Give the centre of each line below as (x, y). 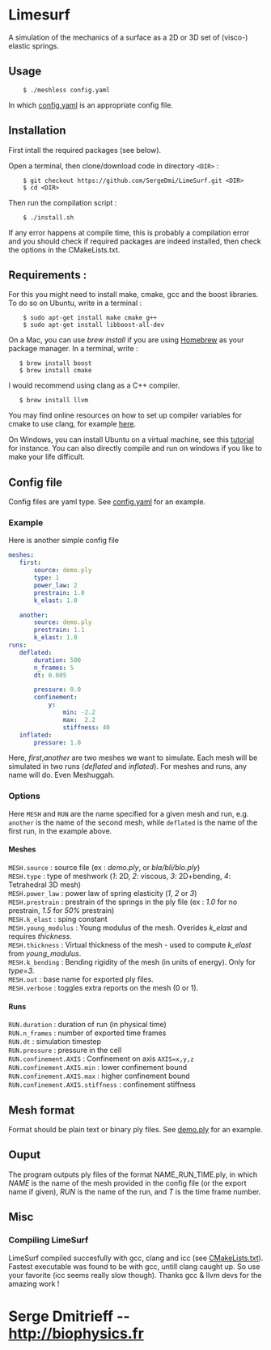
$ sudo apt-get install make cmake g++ (90, 318)
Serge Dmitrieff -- (70, 1316)
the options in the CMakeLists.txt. (64, 249)
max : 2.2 (79, 720)
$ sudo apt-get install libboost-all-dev (93, 325)
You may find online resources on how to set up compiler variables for (125, 415)
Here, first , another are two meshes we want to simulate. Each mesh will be (133, 758)
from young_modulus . (45, 953)
